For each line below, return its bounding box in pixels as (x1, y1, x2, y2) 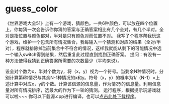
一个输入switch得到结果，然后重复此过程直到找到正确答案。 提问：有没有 (5, 51, 157, 57)
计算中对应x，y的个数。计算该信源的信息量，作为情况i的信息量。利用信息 (9, 80, 161, 86)
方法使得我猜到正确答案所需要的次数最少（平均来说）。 (9, 57, 122, 63)
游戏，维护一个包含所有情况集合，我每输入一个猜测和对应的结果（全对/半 (9, 38, 161, 45)
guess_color (5, 3, 58, 14)
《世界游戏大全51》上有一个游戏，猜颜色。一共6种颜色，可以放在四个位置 (5, 20, 158, 26)
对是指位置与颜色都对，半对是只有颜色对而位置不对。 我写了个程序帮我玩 (5, 32, 156, 38)
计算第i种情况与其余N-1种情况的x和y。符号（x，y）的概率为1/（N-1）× (9, 74, 156, 80)
